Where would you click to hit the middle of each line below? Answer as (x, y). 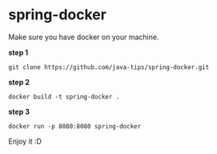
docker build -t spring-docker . (64, 97)
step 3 (19, 111)
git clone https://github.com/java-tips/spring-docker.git (109, 67)
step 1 (18, 52)
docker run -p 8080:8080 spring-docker (75, 126)
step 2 (19, 82)
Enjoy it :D (25, 141)
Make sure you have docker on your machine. (84, 37)
